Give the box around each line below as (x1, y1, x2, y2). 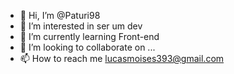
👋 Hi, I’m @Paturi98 (19, 10, 101, 21)
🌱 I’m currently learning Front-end (19, 31, 160, 42)
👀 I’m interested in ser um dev (19, 20, 143, 32)
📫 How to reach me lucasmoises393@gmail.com (19, 53, 225, 64)
